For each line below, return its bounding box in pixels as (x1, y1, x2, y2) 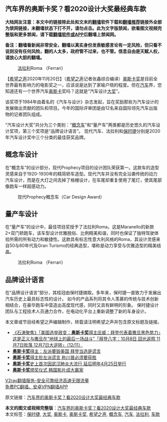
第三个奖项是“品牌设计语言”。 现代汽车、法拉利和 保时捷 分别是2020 (22, 128, 161, 134)
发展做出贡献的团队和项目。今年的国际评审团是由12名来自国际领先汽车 (5, 105, 149, 111)
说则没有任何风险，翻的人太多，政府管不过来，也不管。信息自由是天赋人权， (5, 48, 162, 54)
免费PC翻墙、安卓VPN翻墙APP (5, 384, 68, 390)
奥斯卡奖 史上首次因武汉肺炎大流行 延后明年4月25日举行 (12, 361, 127, 367)
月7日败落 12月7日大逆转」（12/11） (12, 342, 83, 348)
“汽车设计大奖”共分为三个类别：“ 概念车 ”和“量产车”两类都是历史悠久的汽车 (5, 122, 156, 128)
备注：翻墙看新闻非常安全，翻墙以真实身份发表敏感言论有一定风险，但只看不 (5, 42, 162, 48)
